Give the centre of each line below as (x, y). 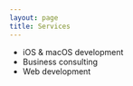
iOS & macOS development (73, 52)
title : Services (40, 26)
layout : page (34, 18)
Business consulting (60, 62)
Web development (57, 71)
